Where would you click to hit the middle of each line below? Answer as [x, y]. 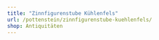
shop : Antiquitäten [35, 26]
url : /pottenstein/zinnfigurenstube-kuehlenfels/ [80, 20]
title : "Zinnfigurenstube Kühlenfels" [63, 13]
